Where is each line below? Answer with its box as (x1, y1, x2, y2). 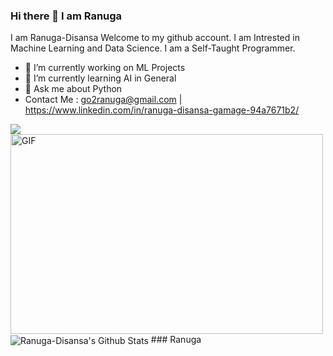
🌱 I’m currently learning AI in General (24, 72, 177, 84)
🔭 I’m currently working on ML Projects (24, 62, 186, 74)
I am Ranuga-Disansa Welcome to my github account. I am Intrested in (10, 32, 300, 44)
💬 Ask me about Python (24, 83, 123, 95)
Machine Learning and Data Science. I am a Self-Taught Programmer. (10, 42, 296, 54)
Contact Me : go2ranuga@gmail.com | (24, 94, 183, 106)
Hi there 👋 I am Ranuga (10, 9, 123, 23)
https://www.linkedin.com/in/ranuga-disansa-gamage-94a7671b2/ (24, 104, 300, 116)
